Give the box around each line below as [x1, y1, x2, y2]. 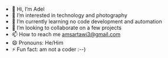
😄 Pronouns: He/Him [11, 39, 64, 46]
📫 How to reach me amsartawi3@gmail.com [11, 31, 121, 37]
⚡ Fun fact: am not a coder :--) [11, 46, 86, 53]
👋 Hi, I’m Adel [11, 6, 45, 12]
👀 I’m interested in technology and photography [11, 12, 128, 19]
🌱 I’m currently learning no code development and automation [11, 18, 162, 25]
